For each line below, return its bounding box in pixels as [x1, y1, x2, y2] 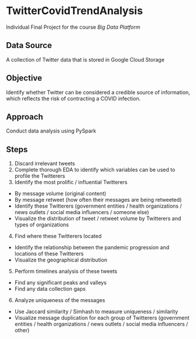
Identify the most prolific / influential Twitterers [14, 179, 128, 186]
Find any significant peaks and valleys [14, 279, 107, 286]
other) [14, 327, 30, 334]
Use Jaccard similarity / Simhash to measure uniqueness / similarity [14, 308, 178, 315]
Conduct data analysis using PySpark [6, 127, 97, 134]
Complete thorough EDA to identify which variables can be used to [14, 166, 176, 174]
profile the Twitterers [14, 172, 66, 179]
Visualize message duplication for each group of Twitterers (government [14, 314, 190, 321]
